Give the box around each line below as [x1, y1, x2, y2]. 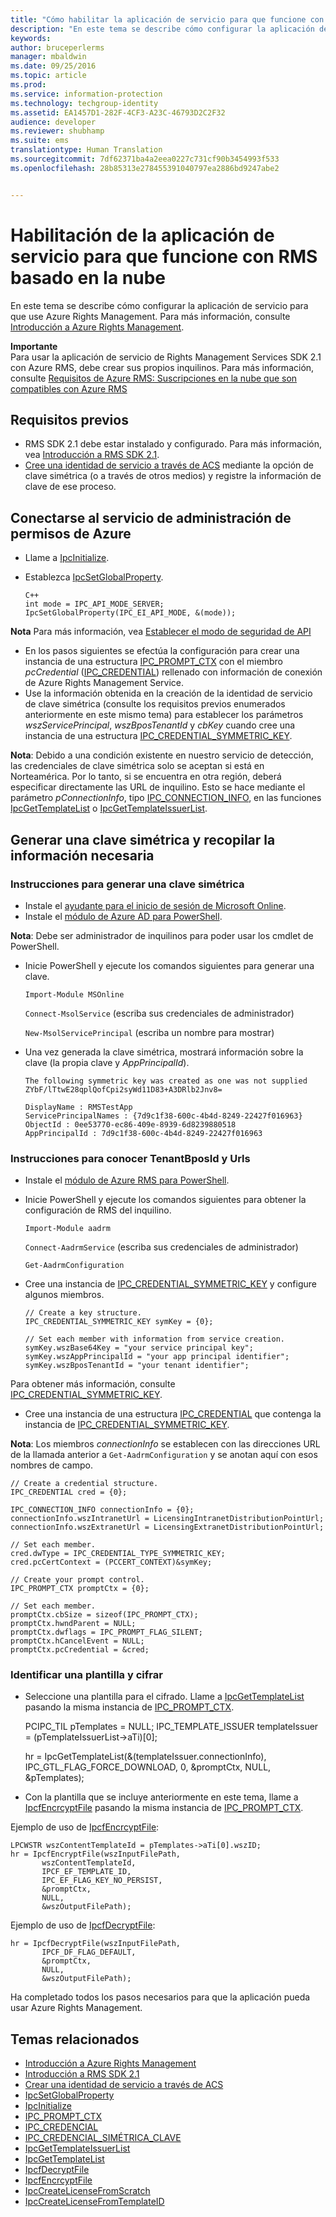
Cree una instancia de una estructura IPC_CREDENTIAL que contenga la [24, 1408, 322, 1420]
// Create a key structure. [24, 1308, 142, 1318]
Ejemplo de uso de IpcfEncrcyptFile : [10, 1821, 160, 1833]
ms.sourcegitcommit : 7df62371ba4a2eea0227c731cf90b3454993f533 [10, 154, 280, 164]
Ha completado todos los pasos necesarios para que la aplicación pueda [10, 1991, 311, 2003]
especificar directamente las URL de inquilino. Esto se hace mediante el [10, 781, 306, 793]
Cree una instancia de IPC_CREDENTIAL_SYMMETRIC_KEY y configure [24, 1278, 317, 1290]
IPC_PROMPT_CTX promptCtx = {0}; [10, 1584, 150, 1594]
